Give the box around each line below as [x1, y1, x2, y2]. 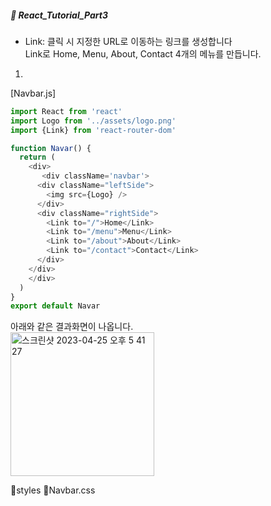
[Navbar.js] [10, 87, 57, 99]
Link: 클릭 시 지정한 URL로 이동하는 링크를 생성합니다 [24, 35, 233, 47]
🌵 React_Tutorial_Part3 [10, 9, 109, 21]
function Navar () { [10, 143, 92, 153]
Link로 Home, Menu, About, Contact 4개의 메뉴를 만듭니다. [24, 47, 262, 60]
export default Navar [10, 301, 101, 311]
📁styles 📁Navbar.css [10, 484, 96, 496]
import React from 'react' [10, 106, 123, 116]
